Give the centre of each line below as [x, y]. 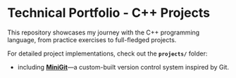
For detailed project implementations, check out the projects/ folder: [107, 53]
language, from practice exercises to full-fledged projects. [92, 39]
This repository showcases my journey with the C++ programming [104, 32]
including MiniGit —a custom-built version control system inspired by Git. [123, 67]
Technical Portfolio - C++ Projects [108, 13]
